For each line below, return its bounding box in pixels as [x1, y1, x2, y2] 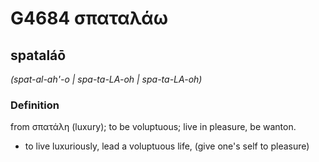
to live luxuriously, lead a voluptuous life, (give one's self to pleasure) [24, 140, 310, 152]
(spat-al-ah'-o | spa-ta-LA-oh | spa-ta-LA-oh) [10, 73, 203, 85]
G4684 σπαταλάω [10, 7, 169, 30]
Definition [10, 98, 60, 112]
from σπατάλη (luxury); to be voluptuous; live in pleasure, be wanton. [10, 121, 297, 133]
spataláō [10, 47, 67, 64]
